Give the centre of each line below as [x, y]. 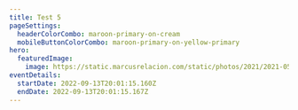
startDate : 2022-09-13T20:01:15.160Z [87, 83]
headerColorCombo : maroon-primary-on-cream [98, 34]
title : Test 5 [35, 17]
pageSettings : [35, 26]
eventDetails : [35, 75]
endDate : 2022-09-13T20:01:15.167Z [83, 91]
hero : [19, 51]
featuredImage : [45, 59]
